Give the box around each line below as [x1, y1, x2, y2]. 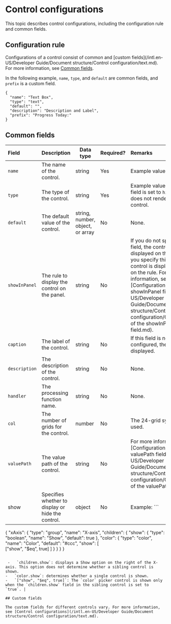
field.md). [130, 326, 154, 333]
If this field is [130, 334, 161, 341]
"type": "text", [10, 99, 44, 104]
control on [41, 285, 66, 292]
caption [8, 341, 26, 347]
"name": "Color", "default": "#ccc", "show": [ [5, 540, 99, 546]
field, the [130, 243, 152, 251]
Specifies [41, 491, 65, 498]
